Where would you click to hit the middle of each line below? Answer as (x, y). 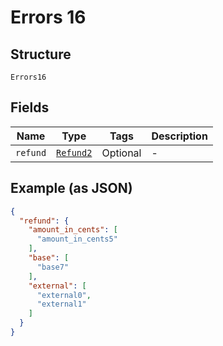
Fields (30, 107)
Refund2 (74, 152)
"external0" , (64, 295)
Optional (121, 153)
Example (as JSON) (71, 188)
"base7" (53, 267)
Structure (41, 54)
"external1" (61, 304)
